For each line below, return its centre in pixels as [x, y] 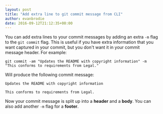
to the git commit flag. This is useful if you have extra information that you [79, 42]
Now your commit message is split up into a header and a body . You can [78, 101]
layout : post [18, 9]
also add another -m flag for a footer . [42, 106]
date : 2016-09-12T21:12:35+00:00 [39, 23]
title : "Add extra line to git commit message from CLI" [64, 14]
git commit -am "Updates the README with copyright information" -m [76, 61]
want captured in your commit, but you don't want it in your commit [72, 47]
